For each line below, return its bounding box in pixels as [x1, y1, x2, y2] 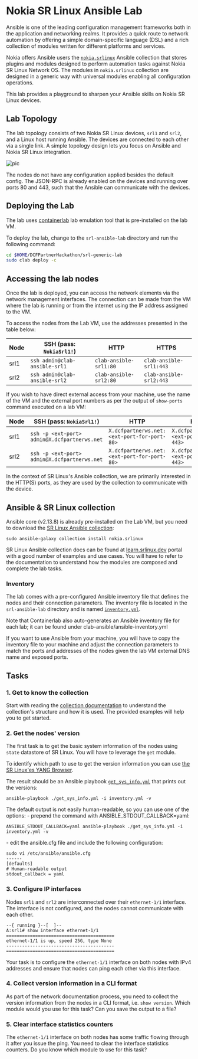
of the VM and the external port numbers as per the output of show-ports [6, 397, 183, 404]
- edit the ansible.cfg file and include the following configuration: [6, 839, 163, 846]
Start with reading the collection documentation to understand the [6, 701, 167, 709]
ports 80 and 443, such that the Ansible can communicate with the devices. [6, 184, 190, 191]
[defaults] [6, 861, 33, 867]
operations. [6, 79, 34, 86]
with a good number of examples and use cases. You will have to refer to [6, 552, 183, 559]
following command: [6, 240, 56, 247]
